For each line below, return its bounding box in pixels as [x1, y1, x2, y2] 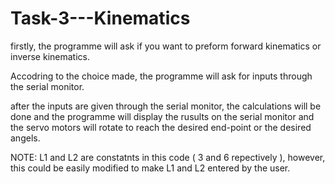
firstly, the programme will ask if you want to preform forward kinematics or [10, 40, 322, 52]
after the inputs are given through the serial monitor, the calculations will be [10, 100, 322, 112]
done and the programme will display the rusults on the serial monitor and [10, 110, 315, 122]
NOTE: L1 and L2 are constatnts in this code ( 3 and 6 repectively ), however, [10, 151, 326, 163]
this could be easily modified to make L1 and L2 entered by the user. [10, 162, 291, 174]
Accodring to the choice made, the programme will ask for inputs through [10, 70, 313, 82]
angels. [10, 132, 41, 144]
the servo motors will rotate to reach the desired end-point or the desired [10, 121, 312, 133]
